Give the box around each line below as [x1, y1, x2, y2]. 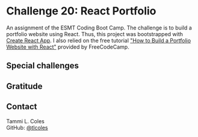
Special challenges [6, 61, 79, 71]
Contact [6, 102, 37, 112]
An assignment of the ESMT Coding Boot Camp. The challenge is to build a [6, 24, 193, 31]
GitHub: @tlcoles [6, 124, 48, 131]
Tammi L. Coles [6, 117, 45, 124]
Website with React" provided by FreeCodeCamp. [6, 43, 129, 50]
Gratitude [6, 81, 43, 91]
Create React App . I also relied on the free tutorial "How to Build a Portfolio [6, 37, 191, 44]
